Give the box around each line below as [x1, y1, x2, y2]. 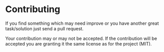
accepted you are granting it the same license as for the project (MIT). [5, 40, 152, 46]
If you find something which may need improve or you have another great [5, 20, 159, 26]
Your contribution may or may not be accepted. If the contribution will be [5, 35, 157, 41]
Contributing [5, 4, 60, 15]
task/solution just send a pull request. [5, 25, 84, 31]
